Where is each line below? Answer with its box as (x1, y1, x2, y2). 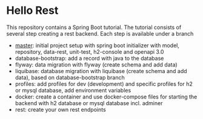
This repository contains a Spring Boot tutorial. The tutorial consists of (6, 24, 182, 31)
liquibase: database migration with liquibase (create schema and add (15, 67, 187, 74)
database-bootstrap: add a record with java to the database (15, 54, 164, 62)
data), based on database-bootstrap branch (15, 74, 125, 81)
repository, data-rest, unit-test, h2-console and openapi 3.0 (15, 48, 164, 55)
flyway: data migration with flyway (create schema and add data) (15, 61, 178, 68)
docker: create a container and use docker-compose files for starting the (15, 93, 198, 100)
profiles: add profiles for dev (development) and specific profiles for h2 (15, 80, 193, 88)
